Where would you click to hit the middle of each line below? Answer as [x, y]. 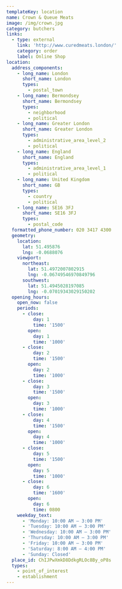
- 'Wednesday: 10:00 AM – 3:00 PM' [67, 532]
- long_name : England [44, 152]
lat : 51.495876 [41, 247]
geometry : [24, 235]
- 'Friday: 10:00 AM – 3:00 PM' [63, 543]
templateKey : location [35, 12]
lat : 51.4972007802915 [56, 269]
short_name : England [48, 157]
